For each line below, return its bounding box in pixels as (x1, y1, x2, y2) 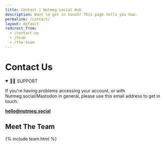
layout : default (5, 21, 39, 26)
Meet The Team (5, 122, 55, 131)
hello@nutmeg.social (5, 108, 51, 114)
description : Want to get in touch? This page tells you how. (5, 12, 137, 17)
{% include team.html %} (5, 135, 57, 141)
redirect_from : (5, 26, 37, 31)
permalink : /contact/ (5, 16, 50, 21)
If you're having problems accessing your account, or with (5, 87, 125, 93)
